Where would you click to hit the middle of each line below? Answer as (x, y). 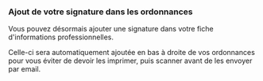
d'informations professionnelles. (61, 37)
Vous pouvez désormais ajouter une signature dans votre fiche (111, 29)
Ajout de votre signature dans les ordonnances (101, 12)
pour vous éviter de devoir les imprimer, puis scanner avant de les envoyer (130, 61)
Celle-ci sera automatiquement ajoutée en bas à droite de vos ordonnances (132, 53)
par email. (25, 69)
